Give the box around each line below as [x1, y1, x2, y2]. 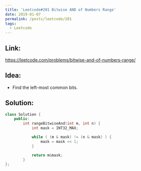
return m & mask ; [31, 153, 63, 158]
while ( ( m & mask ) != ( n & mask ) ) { [31, 134, 112, 140]
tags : [5, 21, 16, 26]
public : [14, 117, 30, 122]
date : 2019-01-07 [5, 12, 41, 17]
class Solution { [5, 112, 41, 117]
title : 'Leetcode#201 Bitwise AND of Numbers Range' [5, 7, 116, 12]
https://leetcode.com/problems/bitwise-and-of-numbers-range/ [5, 57, 136, 63]
